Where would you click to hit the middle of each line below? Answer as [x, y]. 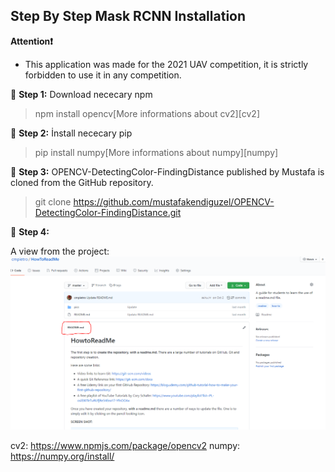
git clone [53, 201]
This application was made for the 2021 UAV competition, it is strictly [166, 64]
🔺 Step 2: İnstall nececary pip [71, 133]
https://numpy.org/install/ [62, 456]
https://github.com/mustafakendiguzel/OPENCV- [174, 201]
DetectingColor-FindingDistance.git [108, 212]
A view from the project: [60, 251]
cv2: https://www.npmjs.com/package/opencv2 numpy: [125, 445]
